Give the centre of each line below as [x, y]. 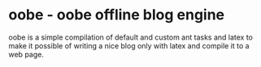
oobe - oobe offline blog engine [117, 15]
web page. [26, 54]
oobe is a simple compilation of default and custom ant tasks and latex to [131, 37]
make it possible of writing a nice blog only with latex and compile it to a [129, 45]
